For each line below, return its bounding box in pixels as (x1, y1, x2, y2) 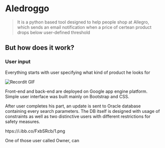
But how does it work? (5, 43, 75, 52)
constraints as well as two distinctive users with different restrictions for (5, 113, 151, 119)
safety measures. (5, 118, 40, 125)
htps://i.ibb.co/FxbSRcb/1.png (5, 128, 65, 134)
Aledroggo (5, 3, 50, 14)
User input (5, 58, 31, 65)
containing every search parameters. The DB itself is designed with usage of (5, 108, 160, 114)
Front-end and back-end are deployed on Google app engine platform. (5, 88, 148, 94)
